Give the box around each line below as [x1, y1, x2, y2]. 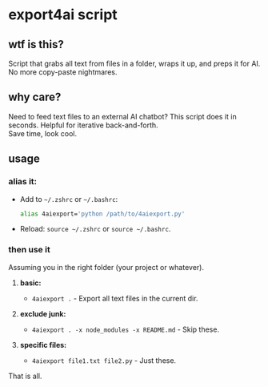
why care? [8, 91, 62, 104]
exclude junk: [19, 308, 66, 318]
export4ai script [8, 6, 118, 24]
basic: [19, 278, 42, 288]
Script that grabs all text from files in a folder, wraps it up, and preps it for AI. [8, 58, 261, 68]
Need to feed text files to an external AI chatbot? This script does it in [8, 111, 238, 121]
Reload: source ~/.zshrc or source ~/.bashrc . [19, 224, 171, 234]
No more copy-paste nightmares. [8, 67, 118, 77]
